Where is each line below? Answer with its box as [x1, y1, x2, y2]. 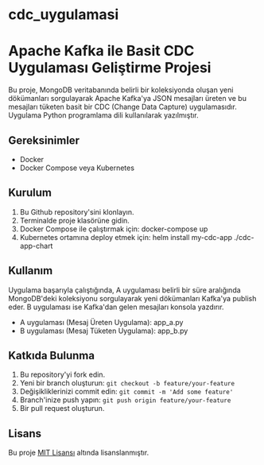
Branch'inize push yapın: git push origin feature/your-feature [19, 395, 231, 405]
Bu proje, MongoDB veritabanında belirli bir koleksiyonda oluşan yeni [8, 85, 234, 95]
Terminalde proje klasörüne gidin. [19, 215, 130, 225]
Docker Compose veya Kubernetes [19, 163, 135, 172]
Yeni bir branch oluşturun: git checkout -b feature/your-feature [19, 378, 235, 388]
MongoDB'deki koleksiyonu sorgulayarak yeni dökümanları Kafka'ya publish [8, 293, 257, 303]
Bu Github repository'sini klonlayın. [19, 207, 134, 216]
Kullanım [8, 264, 53, 277]
